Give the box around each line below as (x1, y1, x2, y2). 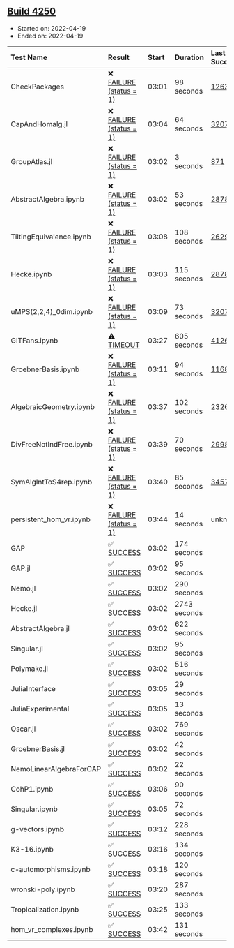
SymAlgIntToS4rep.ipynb (10, 477, 93, 487)
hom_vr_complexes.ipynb (10, 924, 93, 934)
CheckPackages (10, 82, 65, 91)
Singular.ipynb (10, 804, 58, 814)
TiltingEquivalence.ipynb (10, 232, 92, 242)
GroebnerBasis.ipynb (10, 364, 80, 374)
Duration (174, 52, 204, 62)
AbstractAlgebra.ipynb (10, 194, 85, 204)
